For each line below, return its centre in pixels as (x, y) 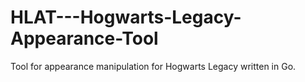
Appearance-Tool (84, 38)
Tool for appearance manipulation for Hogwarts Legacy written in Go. (153, 66)
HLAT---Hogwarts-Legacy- (126, 17)
